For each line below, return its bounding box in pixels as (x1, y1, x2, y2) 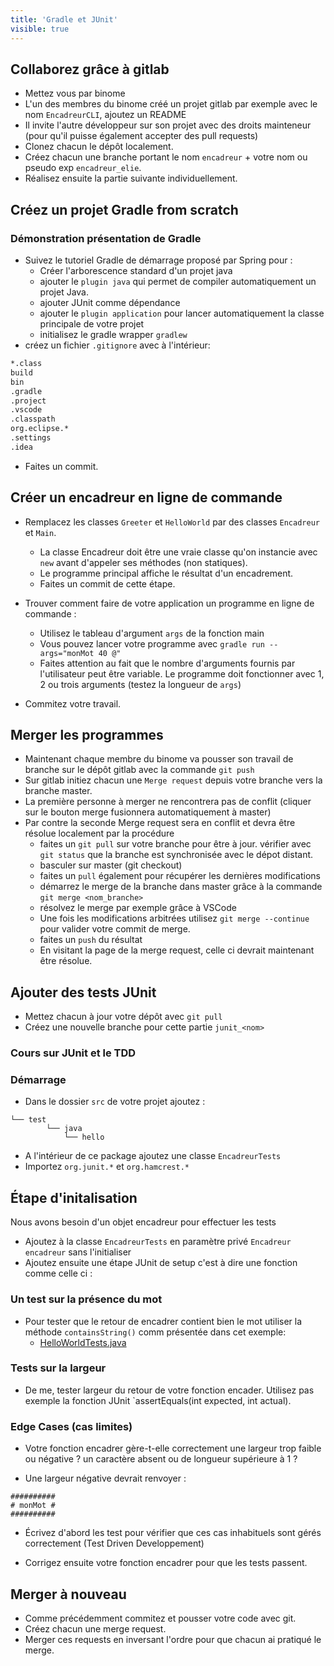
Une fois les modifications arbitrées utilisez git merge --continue (39, 912, 310, 925)
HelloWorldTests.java (39, 1336, 127, 1348)
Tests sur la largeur (10, 1361, 107, 1375)
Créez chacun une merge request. (24, 1622, 167, 1635)
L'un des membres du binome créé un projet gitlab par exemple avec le (24, 98, 318, 110)
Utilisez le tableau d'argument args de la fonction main (39, 627, 265, 639)
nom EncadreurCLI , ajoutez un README (24, 109, 187, 121)
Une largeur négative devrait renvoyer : (24, 1472, 187, 1485)
